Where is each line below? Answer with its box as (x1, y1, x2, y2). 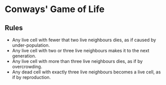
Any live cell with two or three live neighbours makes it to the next (12, 48, 150, 53)
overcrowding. (12, 64, 43, 69)
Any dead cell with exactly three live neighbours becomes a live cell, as (12, 69, 161, 75)
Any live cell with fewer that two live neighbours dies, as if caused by (12, 37, 156, 43)
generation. (12, 53, 36, 59)
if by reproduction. (12, 74, 51, 80)
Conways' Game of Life (5, 4, 105, 15)
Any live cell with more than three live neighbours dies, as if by (12, 58, 143, 64)
